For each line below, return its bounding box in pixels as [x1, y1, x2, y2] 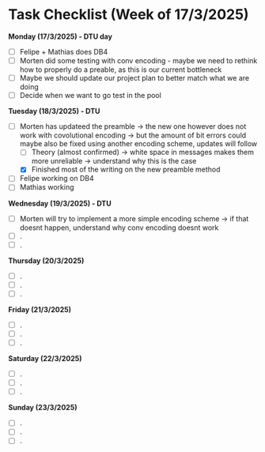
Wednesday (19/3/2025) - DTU [8, 198, 112, 208]
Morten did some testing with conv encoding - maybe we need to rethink [19, 56, 258, 65]
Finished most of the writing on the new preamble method [31, 164, 221, 175]
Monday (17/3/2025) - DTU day [8, 32, 113, 41]
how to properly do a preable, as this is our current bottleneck [19, 65, 222, 74]
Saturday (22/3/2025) [8, 354, 82, 363]
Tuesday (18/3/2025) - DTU [8, 107, 100, 116]
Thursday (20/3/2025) [8, 255, 85, 266]
